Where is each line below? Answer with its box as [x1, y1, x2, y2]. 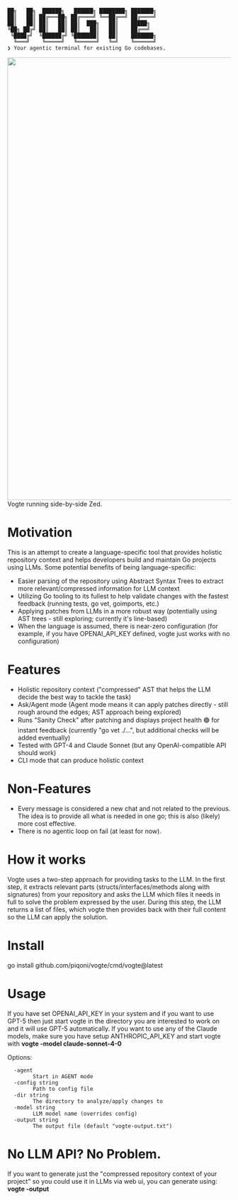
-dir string [13, 1092, 50, 1099]
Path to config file [33, 1085, 93, 1092]
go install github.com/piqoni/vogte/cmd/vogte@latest [7, 961, 163, 969]
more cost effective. [17, 819, 76, 827]
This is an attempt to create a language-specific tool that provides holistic [7, 548, 222, 556]
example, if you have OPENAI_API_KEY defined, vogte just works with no [17, 629, 230, 638]
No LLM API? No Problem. [7, 1145, 161, 1162]
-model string [13, 1104, 55, 1111]
